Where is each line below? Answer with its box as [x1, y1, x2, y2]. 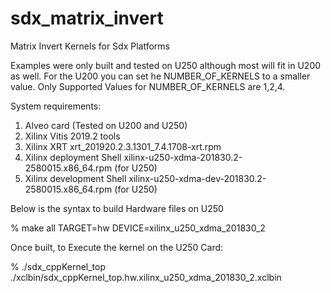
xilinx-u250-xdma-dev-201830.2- [128, 172, 267, 184]
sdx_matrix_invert [10, 7, 164, 30]
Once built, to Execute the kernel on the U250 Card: [10, 241, 224, 253]
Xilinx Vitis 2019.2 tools [24, 130, 121, 142]
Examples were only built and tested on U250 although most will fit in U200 [10, 59, 322, 71]
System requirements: [10, 100, 102, 112]
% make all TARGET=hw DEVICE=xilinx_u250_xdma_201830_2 [10, 222, 266, 234]
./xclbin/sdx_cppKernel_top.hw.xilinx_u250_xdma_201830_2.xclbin [10, 271, 282, 283]
